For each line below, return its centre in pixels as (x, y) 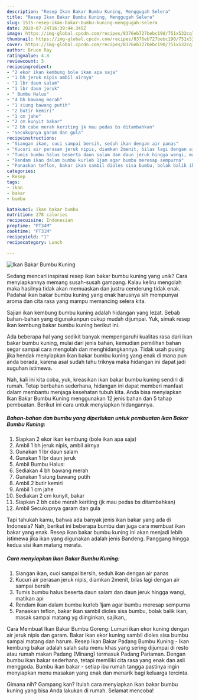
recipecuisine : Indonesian (40, 220)
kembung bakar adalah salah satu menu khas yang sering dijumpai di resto (98, 648)
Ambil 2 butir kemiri (39, 483)
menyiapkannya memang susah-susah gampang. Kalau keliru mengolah (94, 282)
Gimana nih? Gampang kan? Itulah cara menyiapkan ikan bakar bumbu (92, 685)
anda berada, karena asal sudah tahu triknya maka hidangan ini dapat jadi (96, 362)
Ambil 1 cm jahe (34, 489)
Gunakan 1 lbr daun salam (47, 452)
